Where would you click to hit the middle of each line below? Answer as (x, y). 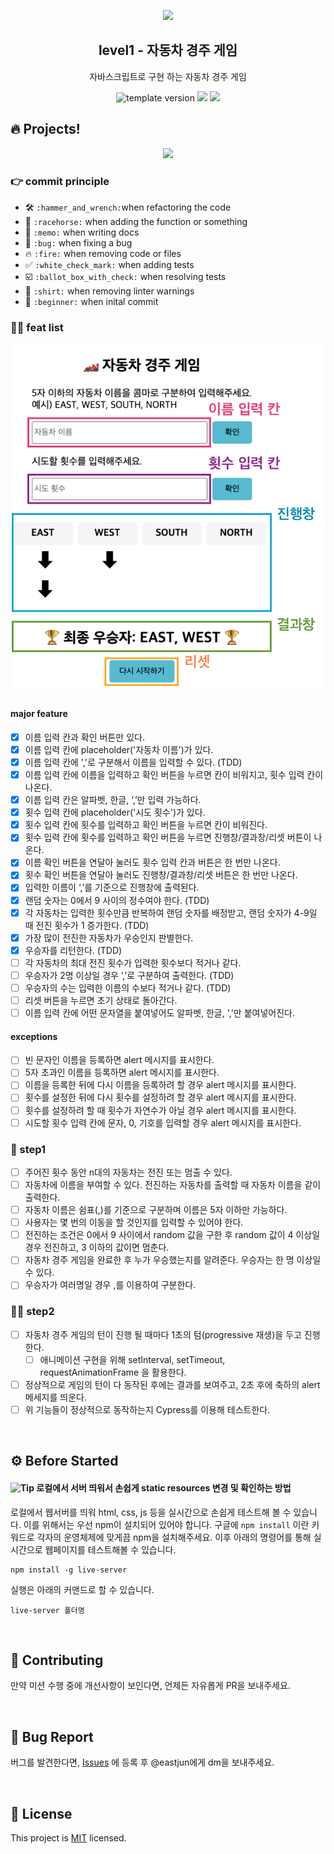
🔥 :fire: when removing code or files (103, 253)
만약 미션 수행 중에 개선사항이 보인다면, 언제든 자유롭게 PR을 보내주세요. (150, 1686)
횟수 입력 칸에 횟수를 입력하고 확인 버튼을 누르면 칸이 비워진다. (146, 825)
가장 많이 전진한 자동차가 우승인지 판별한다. (109, 937)
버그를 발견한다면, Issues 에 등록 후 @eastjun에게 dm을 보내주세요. (142, 1762)
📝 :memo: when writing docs (82, 232)
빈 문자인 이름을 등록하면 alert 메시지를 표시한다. (119, 1060)
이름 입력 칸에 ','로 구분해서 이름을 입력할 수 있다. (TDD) (133, 762)
